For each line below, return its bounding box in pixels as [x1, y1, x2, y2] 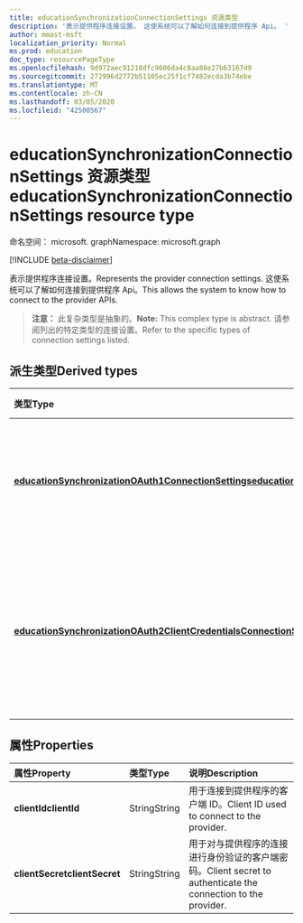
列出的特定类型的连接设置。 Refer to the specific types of [39, 324, 251, 335]
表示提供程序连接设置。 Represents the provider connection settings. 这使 [9, 273, 282, 284]
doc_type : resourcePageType [9, 55, 115, 64]
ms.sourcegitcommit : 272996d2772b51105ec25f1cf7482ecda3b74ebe [9, 72, 252, 81]
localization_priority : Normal [9, 38, 127, 48]
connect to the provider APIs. [9, 294, 119, 305]
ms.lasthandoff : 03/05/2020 [9, 97, 115, 107]
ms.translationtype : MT [9, 80, 99, 89]
